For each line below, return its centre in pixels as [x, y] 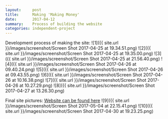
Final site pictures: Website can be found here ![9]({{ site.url [67, 100]
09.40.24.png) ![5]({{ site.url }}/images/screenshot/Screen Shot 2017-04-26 [84, 70]
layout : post [23, 10]
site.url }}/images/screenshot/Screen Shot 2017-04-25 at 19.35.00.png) [79, 54]
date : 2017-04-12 [30, 19]
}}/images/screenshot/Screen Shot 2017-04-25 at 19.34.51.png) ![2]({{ [78, 48]
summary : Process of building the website [54, 24]
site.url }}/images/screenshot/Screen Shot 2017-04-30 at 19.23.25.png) [79, 111]
